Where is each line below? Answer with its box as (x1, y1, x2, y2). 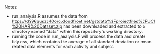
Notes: (4, 4, 18, 10)
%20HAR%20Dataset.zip (11, 23, 63, 29)
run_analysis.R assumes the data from (11, 13, 88, 19)
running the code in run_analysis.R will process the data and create (11, 33, 146, 39)
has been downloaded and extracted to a (63, 23, 145, 29)
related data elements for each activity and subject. (11, 44, 114, 49)
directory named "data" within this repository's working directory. (11, 29, 143, 34)
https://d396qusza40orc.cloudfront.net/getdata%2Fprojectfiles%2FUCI (11, 19, 155, 24)
